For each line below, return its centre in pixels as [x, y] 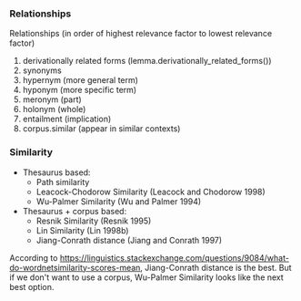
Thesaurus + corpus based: [75, 211]
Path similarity [63, 182]
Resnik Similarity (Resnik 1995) [94, 221]
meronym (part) [52, 99]
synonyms [42, 70]
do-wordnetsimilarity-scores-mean [75, 267]
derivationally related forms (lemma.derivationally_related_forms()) [147, 61]
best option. [32, 286]
